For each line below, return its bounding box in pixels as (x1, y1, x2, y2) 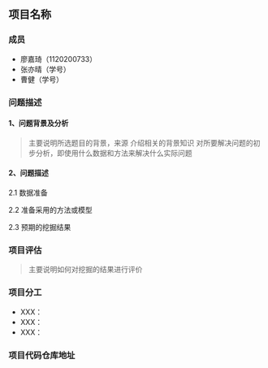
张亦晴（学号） (19, 64, 71, 74)
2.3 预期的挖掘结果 (8, 223, 71, 232)
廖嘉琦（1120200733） (19, 54, 97, 63)
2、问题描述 (8, 168, 49, 178)
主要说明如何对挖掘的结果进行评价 (28, 265, 143, 275)
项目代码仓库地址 (8, 349, 76, 361)
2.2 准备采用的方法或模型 (8, 206, 93, 215)
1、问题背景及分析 (8, 119, 69, 128)
